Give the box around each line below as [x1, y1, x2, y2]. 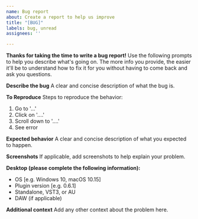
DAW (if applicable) [14, 195, 62, 202]
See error [14, 124, 38, 131]
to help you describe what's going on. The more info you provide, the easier [6, 58, 191, 66]
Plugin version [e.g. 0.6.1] [14, 182, 76, 189]
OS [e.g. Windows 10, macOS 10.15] [14, 176, 102, 183]
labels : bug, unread [6, 25, 57, 31]
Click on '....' [14, 112, 45, 119]
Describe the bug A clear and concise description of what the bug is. [6, 82, 175, 89]
